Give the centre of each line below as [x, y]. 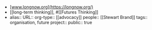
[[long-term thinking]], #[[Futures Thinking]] [54, 12]
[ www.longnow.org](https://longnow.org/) [51, 7]
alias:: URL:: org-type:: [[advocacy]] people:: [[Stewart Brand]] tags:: [78, 17]
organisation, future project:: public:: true [51, 22]
